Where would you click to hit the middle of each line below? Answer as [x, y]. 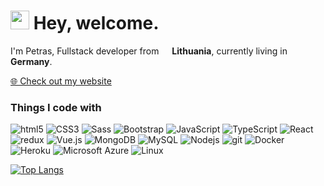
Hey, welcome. [96, 23]
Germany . [31, 61]
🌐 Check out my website [61, 81]
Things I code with [56, 107]
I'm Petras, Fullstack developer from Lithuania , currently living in [149, 51]
